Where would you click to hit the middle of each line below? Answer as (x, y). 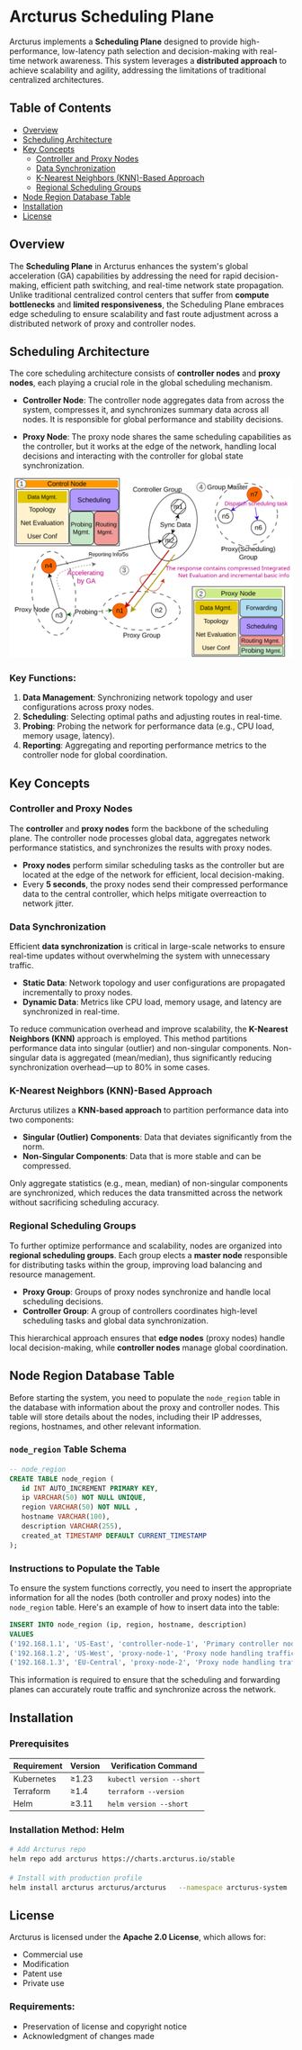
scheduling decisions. (63, 1301)
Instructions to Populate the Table (84, 1568)
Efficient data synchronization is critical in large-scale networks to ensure (147, 947)
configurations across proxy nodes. (88, 707)
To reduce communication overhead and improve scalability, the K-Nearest (149, 1030)
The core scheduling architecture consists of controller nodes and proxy (145, 373)
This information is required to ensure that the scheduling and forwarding (145, 1680)
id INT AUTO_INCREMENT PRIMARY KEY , (90, 1488)
